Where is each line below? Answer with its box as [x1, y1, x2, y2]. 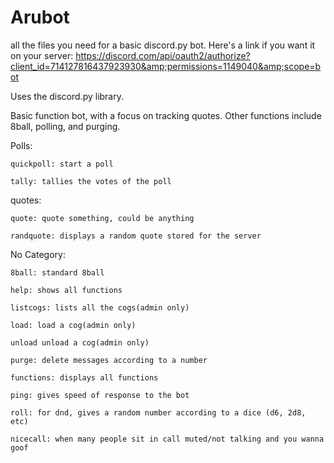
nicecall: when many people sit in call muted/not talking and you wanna [10, 434, 325, 444]
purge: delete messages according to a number [10, 355, 208, 365]
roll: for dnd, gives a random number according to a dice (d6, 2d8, [10, 407, 307, 418]
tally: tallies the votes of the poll [10, 176, 172, 186]
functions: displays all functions [10, 372, 159, 383]
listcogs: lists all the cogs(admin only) [10, 302, 190, 313]
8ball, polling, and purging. [10, 120, 121, 132]
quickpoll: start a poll [10, 159, 114, 169]
